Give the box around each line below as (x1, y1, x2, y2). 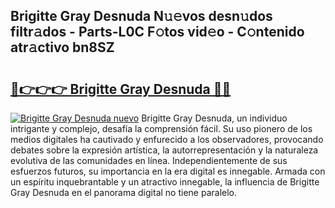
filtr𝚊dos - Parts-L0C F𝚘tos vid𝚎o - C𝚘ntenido (10, 24, 305, 41)
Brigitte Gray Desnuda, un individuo (141, 112, 288, 124)
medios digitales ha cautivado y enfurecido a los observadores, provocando (10, 134, 324, 145)
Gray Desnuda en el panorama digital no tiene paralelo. (10, 187, 238, 198)
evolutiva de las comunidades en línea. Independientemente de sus (10, 155, 288, 166)
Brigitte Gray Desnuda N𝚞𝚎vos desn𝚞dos (10, 8, 273, 25)
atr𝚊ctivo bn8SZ (10, 39, 115, 56)
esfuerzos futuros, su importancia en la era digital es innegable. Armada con (10, 165, 326, 177)
